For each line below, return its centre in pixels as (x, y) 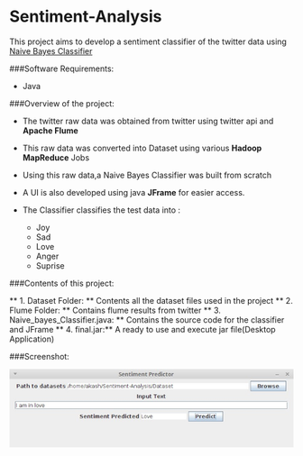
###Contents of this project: (62, 283)
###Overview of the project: (62, 103)
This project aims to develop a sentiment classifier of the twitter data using (148, 41)
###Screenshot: (39, 356)
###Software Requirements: (62, 68)
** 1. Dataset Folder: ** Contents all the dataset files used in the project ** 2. (151, 300)
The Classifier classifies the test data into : (101, 210)
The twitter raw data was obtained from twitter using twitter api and (148, 121)
